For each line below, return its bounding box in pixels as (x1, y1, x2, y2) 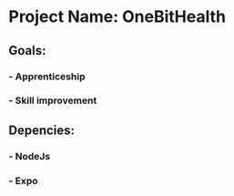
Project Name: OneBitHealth (8, 6, 227, 27)
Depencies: (8, 122, 75, 138)
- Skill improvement (8, 94, 97, 107)
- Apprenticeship (8, 70, 86, 83)
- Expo (8, 174, 38, 187)
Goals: (8, 43, 46, 58)
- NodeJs (8, 150, 51, 162)
